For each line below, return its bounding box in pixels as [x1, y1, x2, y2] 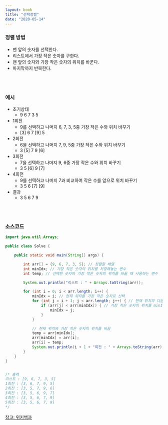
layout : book [5, 7, 32, 12]
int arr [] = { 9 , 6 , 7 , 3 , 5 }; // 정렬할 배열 [23, 261, 114, 266]
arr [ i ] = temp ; [31, 340, 64, 345]
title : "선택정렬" [5, 12, 39, 17]
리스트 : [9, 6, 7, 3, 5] [5, 376, 56, 381]
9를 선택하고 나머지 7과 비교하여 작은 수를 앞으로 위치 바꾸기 [19, 177, 137, 183]
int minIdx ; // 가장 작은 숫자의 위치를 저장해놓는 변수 [23, 266, 126, 271]
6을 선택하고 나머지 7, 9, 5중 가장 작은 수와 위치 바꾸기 [19, 141, 126, 147]
